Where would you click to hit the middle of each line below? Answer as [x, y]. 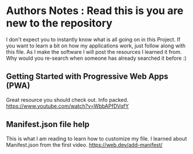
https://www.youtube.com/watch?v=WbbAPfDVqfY [68, 106]
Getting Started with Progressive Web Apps [87, 76]
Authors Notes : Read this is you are [95, 11]
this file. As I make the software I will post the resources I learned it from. [94, 52]
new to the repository [59, 23]
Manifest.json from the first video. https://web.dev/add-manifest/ [84, 145]
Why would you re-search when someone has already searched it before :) [96, 58]
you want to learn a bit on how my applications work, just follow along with [96, 46]
